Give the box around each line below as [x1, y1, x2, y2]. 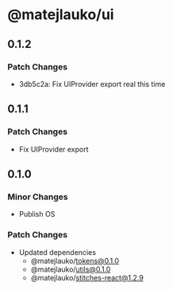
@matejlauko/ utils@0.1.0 [30, 265, 111, 274]
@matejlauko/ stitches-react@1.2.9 [30, 272, 144, 282]
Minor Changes [7, 191, 68, 202]
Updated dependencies [18, 247, 97, 257]
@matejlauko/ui [7, 6, 114, 24]
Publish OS [18, 210, 56, 219]
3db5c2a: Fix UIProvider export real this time [18, 79, 166, 88]
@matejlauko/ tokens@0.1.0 [30, 256, 120, 265]
